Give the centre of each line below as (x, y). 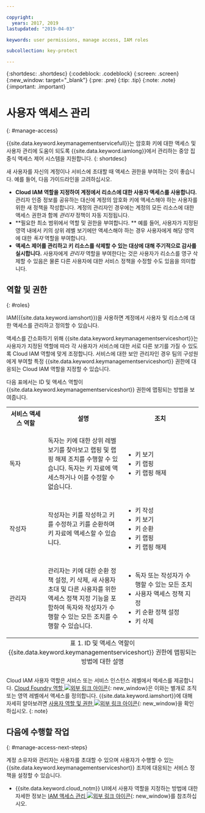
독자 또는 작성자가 (159, 575)
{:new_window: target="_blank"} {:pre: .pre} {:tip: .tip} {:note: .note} (91, 80)
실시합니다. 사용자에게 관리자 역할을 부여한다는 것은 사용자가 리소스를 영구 (103, 253)
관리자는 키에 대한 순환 (78, 571)
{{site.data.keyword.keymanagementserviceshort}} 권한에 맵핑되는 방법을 (98, 389)
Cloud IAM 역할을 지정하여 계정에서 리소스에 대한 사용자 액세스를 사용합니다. (106, 192)
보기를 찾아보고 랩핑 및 (78, 449)
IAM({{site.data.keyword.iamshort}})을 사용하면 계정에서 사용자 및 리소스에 (98, 317)
